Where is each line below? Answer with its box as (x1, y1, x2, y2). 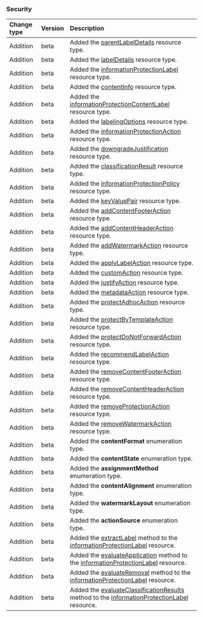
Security (6, 5, 32, 13)
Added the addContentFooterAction (69, 207, 171, 215)
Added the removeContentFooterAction (69, 367, 182, 376)
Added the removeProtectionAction (69, 402, 170, 411)
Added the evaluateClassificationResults (69, 586, 184, 594)
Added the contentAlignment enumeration (69, 482, 192, 490)
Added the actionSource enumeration (69, 516, 178, 525)
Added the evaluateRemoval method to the (69, 569, 191, 577)
